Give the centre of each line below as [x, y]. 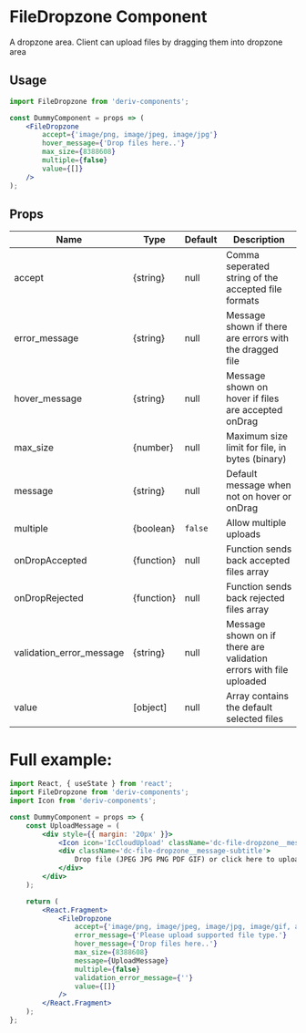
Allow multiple [256, 523]
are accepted [255, 410]
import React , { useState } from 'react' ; [91, 784]
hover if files [253, 398]
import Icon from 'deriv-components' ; [83, 801]
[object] [150, 708]
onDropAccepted [51, 561]
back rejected [255, 598]
